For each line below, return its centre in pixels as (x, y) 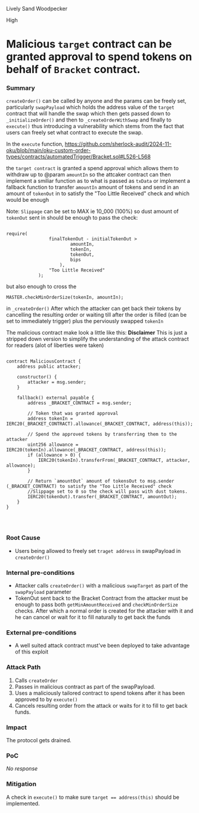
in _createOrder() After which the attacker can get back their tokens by (94, 308)
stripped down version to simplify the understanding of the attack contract (97, 339)
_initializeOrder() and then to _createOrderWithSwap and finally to (89, 120)
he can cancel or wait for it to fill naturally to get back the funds (93, 617)
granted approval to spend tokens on (99, 57)
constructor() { (37, 377)
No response (22, 769)
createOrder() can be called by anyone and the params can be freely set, (96, 101)
